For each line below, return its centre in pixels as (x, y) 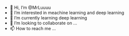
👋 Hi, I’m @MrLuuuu (30, 8)
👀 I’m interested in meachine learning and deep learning (67, 13)
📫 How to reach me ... (33, 28)
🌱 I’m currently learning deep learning (48, 18)
